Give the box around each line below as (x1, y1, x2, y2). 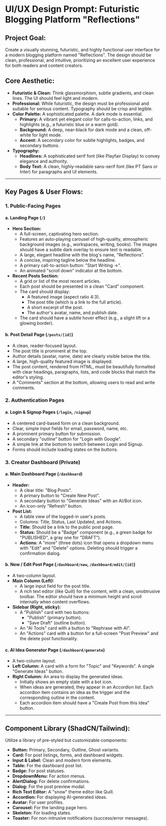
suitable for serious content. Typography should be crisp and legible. (12, 105, 153, 112)
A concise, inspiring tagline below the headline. (19, 257, 116, 263)
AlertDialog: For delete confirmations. (12, 779, 90, 784)
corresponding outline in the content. (19, 695, 95, 700)
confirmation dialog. (19, 550, 61, 556)
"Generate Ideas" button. (12, 668, 63, 674)
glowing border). (19, 320, 54, 326)
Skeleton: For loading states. (12, 810, 72, 816)
